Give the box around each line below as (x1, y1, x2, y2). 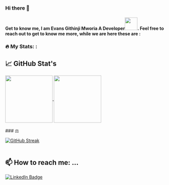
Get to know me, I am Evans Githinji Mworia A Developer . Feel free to (5, 25, 164, 31)
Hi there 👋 (5, 5, 30, 12)
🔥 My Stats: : (5, 43, 38, 50)
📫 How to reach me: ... (5, 158, 79, 167)
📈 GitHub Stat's (5, 59, 57, 68)
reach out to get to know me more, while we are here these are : (5, 30, 141, 37)
